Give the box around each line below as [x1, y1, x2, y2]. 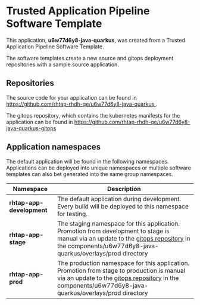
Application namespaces [6, 142, 101, 152]
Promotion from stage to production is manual [57, 266, 186, 275]
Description [107, 184, 141, 193]
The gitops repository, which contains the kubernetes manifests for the [6, 112, 180, 119]
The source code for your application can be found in [6, 94, 137, 101]
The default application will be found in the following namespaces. [6, 158, 169, 165]
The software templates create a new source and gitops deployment [6, 54, 174, 61]
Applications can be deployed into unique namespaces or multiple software [6, 164, 192, 171]
